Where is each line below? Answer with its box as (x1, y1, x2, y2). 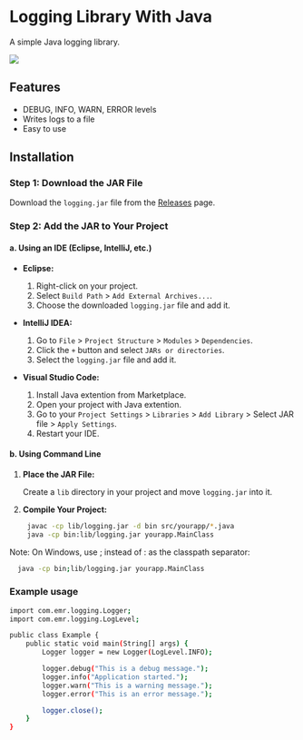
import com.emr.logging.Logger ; (9, 606, 132, 615)
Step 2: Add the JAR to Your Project (9, 220, 169, 232)
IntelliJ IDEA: (22, 317, 73, 328)
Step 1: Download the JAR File (9, 177, 143, 190)
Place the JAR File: (22, 469, 95, 479)
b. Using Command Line (9, 449, 102, 459)
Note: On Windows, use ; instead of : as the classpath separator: (9, 547, 250, 557)
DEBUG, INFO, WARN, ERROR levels (22, 104, 157, 114)
